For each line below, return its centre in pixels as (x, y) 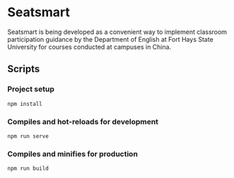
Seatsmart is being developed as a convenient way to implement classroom (117, 32)
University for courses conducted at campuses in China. (89, 47)
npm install (25, 104)
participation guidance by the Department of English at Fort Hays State (110, 39)
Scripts (24, 69)
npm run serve (28, 136)
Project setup (31, 89)
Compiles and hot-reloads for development (83, 121)
